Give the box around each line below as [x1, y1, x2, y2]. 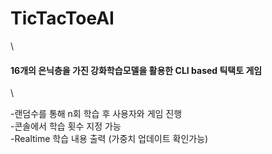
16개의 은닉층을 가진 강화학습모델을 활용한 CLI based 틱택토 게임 [10, 64, 263, 76]
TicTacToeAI [10, 7, 115, 30]
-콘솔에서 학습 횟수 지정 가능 [10, 120, 122, 132]
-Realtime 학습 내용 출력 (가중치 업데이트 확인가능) [10, 133, 209, 145]
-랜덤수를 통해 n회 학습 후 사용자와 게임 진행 [10, 108, 183, 120]
